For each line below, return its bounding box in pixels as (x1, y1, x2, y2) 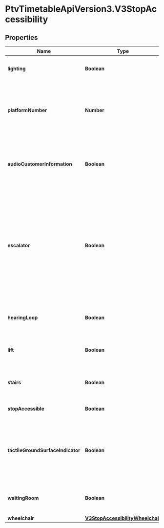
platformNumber (7, 107, 47, 114)
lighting (7, 65, 26, 72)
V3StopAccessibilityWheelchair (84, 515, 161, 522)
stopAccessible (7, 405, 45, 412)
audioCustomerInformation (7, 161, 72, 167)
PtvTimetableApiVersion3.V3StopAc (5, 3, 157, 15)
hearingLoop (7, 314, 38, 321)
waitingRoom (7, 495, 39, 501)
